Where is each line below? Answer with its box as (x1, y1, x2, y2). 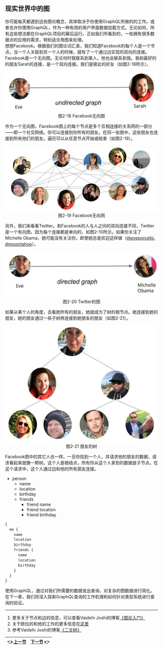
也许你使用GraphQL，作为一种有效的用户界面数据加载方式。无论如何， (9, 24, 151, 30)
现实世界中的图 (5, 4, 50, 13)
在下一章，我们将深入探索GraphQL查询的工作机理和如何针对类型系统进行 (5, 594, 151, 600)
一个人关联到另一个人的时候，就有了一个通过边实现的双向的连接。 (17, 49, 149, 55)
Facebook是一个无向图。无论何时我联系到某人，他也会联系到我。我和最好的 (5, 55, 157, 61)
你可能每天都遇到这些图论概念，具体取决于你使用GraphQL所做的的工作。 (5, 19, 151, 24)
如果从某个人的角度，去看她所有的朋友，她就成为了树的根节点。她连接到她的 (5, 309, 158, 315)
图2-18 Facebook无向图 (58, 113, 105, 118)
